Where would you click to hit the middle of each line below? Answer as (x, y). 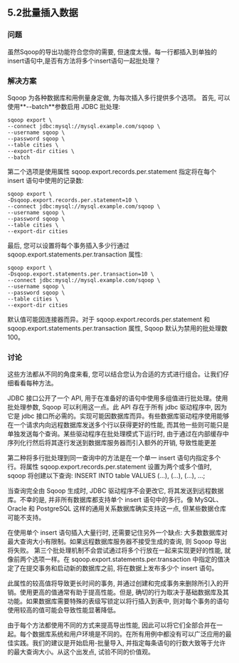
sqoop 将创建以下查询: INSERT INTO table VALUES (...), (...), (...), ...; (106, 476)
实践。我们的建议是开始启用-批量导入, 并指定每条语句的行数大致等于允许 (119, 643)
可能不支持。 (26, 518)
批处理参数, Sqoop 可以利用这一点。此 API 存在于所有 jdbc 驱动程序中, (110, 407)
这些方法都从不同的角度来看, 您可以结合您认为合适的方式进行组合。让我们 (115, 374)
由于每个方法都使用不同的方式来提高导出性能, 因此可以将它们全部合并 (109, 625)
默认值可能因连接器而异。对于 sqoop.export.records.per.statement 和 (109, 319)
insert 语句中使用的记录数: (46, 180)
